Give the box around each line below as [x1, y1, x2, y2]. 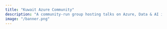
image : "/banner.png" [5, 16, 50, 21]
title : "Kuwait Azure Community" [5, 7, 75, 12]
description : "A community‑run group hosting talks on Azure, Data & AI [5, 12, 159, 17]
